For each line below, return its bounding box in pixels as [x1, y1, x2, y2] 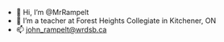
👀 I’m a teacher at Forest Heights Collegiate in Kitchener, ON [15, 16, 216, 25]
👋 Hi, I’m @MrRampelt [15, 8, 89, 17]
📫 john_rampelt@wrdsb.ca [15, 25, 107, 34]
